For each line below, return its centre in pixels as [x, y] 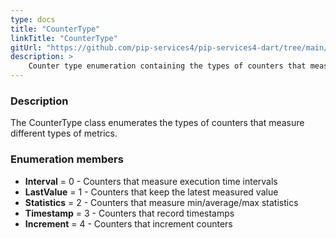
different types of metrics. [64, 133]
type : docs [33, 19]
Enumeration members [67, 159]
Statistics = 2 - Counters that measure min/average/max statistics [161, 202]
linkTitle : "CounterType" [64, 38]
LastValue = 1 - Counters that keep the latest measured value [151, 192]
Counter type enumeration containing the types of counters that [167, 66]
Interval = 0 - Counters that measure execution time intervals [151, 181]
